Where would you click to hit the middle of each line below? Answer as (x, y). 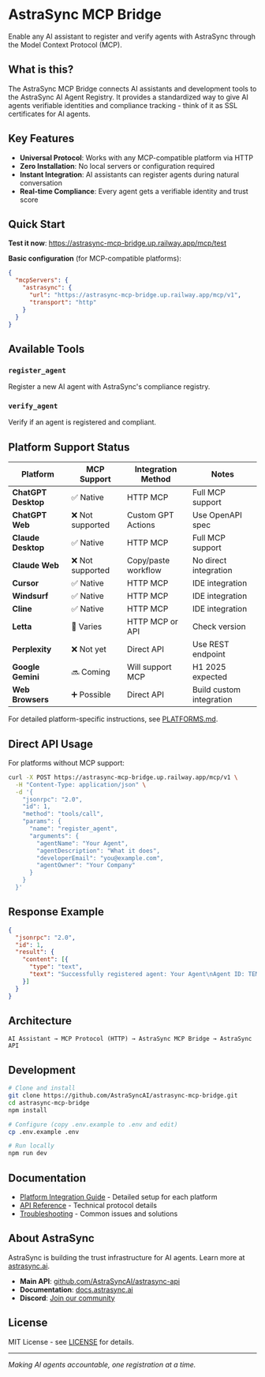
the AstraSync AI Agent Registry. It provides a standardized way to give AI (128, 97)
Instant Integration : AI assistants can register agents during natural (129, 174)
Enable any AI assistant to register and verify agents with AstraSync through (132, 36)
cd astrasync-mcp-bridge (49, 1102)
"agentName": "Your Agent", (82, 843)
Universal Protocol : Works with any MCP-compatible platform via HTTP (136, 157)
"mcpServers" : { (42, 281)
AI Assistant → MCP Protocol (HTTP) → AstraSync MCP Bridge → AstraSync (130, 1039)
